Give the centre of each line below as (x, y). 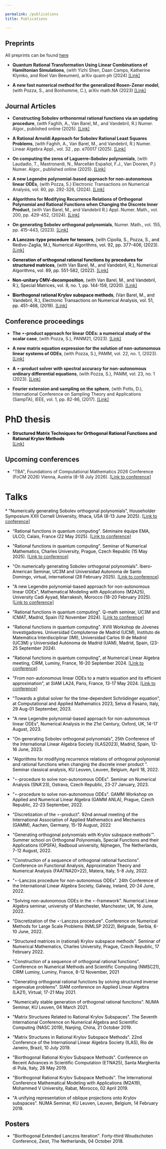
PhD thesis (28, 420)
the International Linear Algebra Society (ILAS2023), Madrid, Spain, (81, 744)
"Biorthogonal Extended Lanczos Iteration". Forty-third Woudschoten (83, 1136)
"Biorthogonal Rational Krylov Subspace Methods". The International (82, 1077)
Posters (17, 1124)
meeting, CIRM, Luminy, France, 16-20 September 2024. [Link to (78, 663)
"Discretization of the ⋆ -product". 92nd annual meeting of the (75, 814)
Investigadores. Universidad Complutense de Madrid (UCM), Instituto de (86, 632)
